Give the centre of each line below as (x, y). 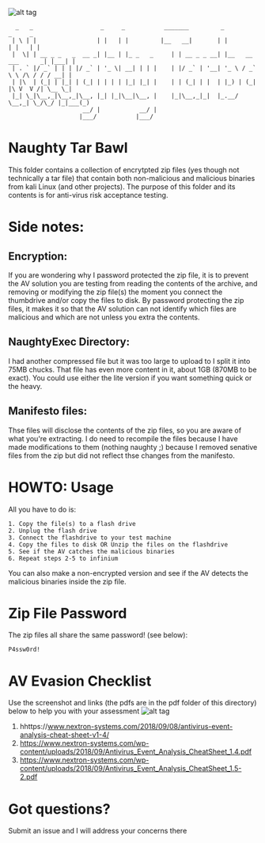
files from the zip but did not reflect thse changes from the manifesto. (121, 456)
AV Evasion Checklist (80, 681)
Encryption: (38, 256)
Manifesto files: (48, 411)
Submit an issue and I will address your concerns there (98, 831)
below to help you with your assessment (74, 711)
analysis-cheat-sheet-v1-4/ (64, 735)
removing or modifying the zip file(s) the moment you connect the (115, 292)
